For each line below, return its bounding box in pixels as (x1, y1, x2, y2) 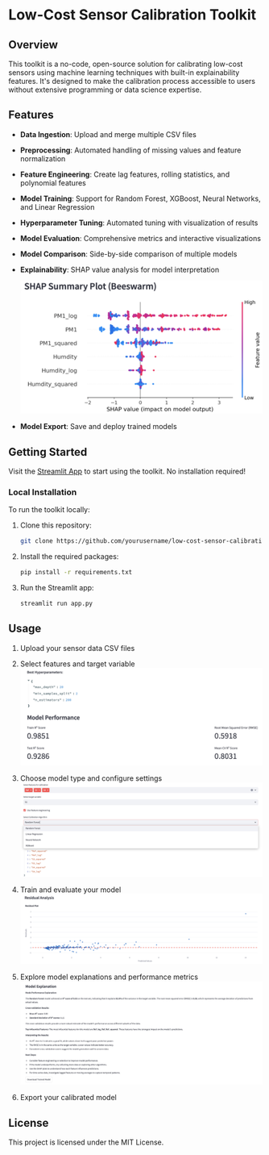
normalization (19, 153, 66, 163)
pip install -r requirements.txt (19, 569, 133, 577)
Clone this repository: (19, 520, 92, 530)
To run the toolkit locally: (8, 505, 90, 515)
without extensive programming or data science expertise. (8, 85, 202, 94)
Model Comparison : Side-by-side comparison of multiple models (19, 248, 238, 259)
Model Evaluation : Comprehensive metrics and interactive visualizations (19, 233, 262, 243)
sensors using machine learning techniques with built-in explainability (8, 68, 240, 77)
